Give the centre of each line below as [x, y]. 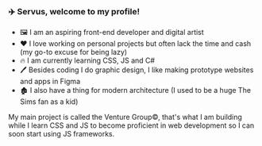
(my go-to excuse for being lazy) [73, 52]
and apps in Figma [50, 82]
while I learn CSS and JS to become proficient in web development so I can [131, 125]
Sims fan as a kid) [49, 102]
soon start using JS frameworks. [62, 134]
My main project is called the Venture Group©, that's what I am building [125, 117]
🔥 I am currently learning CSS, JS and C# [87, 60]
